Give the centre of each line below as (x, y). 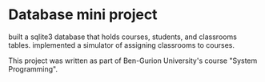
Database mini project (83, 15)
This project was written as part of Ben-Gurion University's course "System (133, 61)
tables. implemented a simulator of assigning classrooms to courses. (121, 45)
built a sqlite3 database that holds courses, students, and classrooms (123, 37)
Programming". (33, 68)
